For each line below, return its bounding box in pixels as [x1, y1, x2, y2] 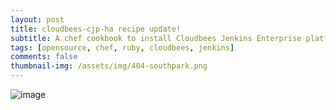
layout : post [10, 14, 65, 25]
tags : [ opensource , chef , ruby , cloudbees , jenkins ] [10, 42, 235, 53]
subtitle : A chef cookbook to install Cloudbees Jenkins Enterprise [10, 33, 302, 43]
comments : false [10, 52, 78, 62]
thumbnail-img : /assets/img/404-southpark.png [10, 61, 208, 71]
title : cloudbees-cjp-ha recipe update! [10, 24, 182, 34]
